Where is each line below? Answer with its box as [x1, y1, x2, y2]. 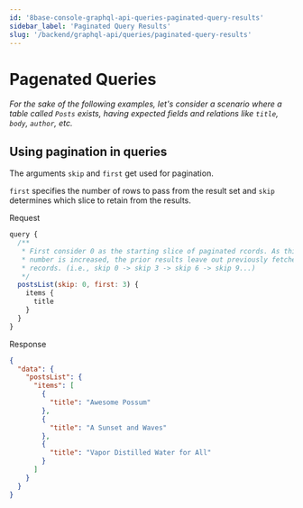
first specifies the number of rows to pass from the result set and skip [9, 186, 275, 197]
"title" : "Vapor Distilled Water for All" [49, 448, 212, 457]
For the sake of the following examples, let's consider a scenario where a [9, 98, 282, 109]
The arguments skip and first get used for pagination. [9, 168, 214, 179]
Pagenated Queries [9, 69, 157, 89]
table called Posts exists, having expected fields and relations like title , [9, 108, 279, 119]
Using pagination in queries [9, 143, 168, 159]
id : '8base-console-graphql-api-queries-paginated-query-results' [9, 13, 264, 23]
